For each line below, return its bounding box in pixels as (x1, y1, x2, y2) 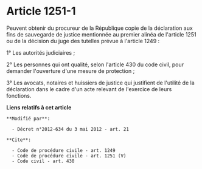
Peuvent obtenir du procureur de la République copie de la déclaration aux (6, 24, 193, 32)
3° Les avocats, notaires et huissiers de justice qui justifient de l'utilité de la (6, 79, 195, 86)
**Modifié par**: (6, 116, 50, 122)
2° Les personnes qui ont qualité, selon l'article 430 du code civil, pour (6, 61, 184, 68)
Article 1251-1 (6, 4, 76, 18)
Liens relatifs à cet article (6, 103, 72, 111)
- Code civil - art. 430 (12, 158, 75, 164)
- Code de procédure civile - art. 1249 (12, 147, 116, 153)
